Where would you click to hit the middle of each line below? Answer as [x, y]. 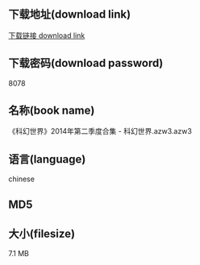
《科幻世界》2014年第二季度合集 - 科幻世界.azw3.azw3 [100, 131]
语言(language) [47, 159]
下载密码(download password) [86, 63]
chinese [21, 179]
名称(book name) [52, 111]
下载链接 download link [47, 35]
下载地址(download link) [70, 14]
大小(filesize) [42, 234]
